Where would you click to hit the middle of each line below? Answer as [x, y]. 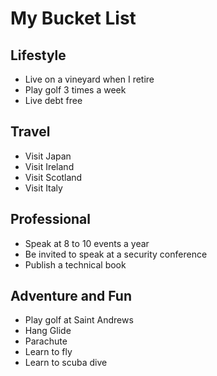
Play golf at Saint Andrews [79, 320]
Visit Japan [48, 156]
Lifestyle [38, 55]
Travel [30, 132]
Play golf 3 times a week [75, 90]
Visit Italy [43, 188]
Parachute [46, 341]
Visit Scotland [53, 177]
